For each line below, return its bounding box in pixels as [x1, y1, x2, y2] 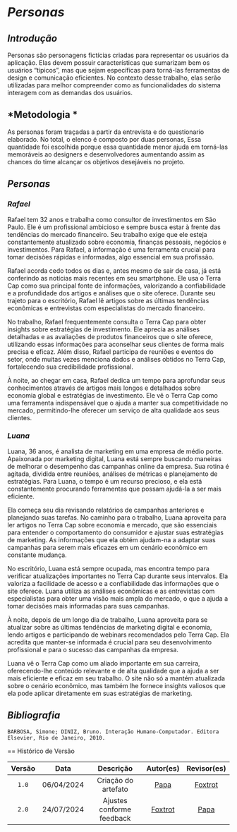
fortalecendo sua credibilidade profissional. [7, 362, 134, 371]
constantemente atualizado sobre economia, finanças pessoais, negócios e [7, 238, 227, 246]
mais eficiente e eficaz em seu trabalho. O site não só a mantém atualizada [7, 674, 226, 683]
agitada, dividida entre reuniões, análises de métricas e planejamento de [7, 470, 218, 478]
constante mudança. [7, 551, 67, 559]
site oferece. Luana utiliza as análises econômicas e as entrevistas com [7, 587, 215, 595]
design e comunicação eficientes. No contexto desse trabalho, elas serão [7, 73, 221, 82]
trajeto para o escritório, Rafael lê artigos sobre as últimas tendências [7, 296, 209, 305]
